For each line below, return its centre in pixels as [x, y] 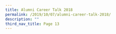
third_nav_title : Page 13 [32, 24]
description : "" [22, 19]
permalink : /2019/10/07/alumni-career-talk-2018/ [58, 14]
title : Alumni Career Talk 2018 [39, 10]
